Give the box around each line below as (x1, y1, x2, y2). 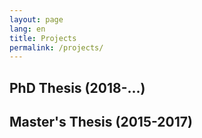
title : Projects (9, 33, 77, 43)
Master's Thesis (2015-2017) (9, 114, 193, 131)
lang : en (9, 24, 46, 34)
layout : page (9, 14, 64, 25)
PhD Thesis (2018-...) (9, 79, 146, 96)
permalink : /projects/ (9, 42, 104, 53)
